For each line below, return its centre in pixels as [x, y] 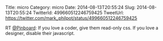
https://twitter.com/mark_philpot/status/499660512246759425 [71, 18]
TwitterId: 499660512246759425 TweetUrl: [78, 13]
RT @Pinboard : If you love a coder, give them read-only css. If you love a [82, 28]
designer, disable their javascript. [40, 33]
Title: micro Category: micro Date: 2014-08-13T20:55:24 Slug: [71, 7]
